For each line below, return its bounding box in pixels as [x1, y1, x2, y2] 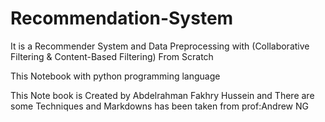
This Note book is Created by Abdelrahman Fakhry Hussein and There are [10, 89, 315, 101]
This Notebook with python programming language [10, 70, 221, 82]
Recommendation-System [10, 7, 234, 30]
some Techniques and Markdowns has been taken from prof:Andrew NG [10, 100, 310, 112]
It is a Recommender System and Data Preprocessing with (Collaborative [10, 40, 310, 52]
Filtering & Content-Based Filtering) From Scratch [10, 50, 214, 62]
